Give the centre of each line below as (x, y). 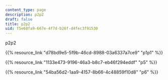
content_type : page (26, 10)
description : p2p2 (24, 15)
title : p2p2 (18, 24)
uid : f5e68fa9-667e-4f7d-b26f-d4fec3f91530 (52, 29)
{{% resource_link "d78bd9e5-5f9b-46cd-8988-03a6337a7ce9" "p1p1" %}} (84, 53)
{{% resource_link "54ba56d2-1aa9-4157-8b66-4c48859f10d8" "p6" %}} (82, 72)
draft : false (19, 19)
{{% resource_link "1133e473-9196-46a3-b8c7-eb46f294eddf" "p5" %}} (81, 62)
